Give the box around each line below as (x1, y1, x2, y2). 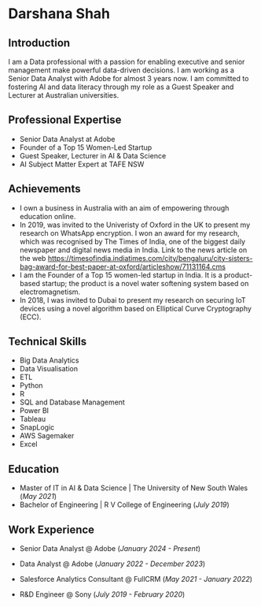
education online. (19, 211, 76, 221)
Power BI (19, 406, 50, 415)
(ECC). (19, 312, 42, 322)
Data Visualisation (19, 364, 79, 374)
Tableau (19, 415, 46, 424)
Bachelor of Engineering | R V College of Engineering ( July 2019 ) (19, 500, 230, 509)
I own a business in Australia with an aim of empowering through (19, 203, 230, 213)
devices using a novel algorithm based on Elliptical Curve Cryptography (19, 303, 252, 313)
